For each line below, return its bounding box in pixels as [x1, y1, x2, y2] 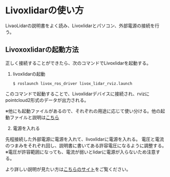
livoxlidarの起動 [12, 71, 46, 77]
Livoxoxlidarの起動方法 [5, 46, 79, 54]
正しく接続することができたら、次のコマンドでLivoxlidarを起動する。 [5, 60, 152, 66]
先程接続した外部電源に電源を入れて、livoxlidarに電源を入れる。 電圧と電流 [5, 136, 164, 142]
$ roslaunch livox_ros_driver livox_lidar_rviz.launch [12, 81, 133, 86]
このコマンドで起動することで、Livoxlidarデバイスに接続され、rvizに [5, 91, 150, 97]
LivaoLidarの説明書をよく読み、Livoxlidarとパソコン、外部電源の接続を [5, 23, 155, 29]
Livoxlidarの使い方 [5, 5, 84, 16]
